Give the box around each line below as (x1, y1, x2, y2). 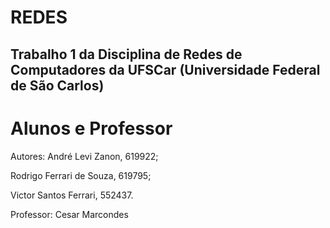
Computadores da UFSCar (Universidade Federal (10, 61, 321, 78)
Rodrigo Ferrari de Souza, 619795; (10, 169, 152, 181)
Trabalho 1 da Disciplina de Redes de (10, 46, 243, 63)
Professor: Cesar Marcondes (10, 208, 129, 220)
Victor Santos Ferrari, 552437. (10, 189, 134, 201)
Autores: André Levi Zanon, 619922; (10, 150, 159, 162)
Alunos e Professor (10, 117, 173, 140)
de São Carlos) (10, 77, 105, 94)
